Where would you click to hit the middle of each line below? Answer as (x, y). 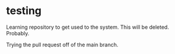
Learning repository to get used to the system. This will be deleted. (88, 27)
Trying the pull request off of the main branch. (62, 45)
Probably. (18, 33)
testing (24, 11)
